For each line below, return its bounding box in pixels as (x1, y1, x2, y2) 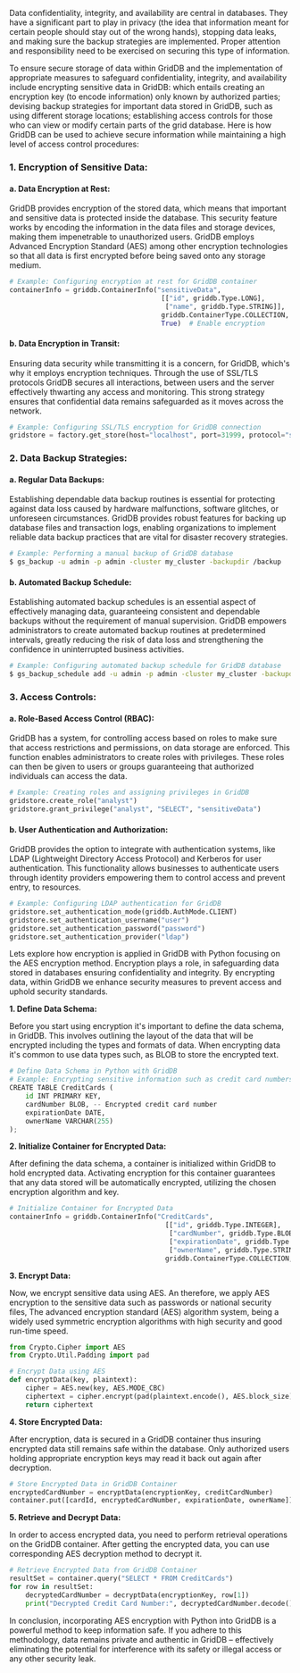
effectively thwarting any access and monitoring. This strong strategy (9, 386, 265, 397)
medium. (9, 260, 42, 271)
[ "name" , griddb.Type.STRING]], (164, 302, 286, 311)
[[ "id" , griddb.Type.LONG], (161, 294, 266, 303)
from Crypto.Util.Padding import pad (9, 1351, 150, 1360)
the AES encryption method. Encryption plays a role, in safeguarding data (9, 958, 279, 968)
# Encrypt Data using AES (9, 1367, 105, 1376)
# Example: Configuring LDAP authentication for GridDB (9, 899, 221, 908)
